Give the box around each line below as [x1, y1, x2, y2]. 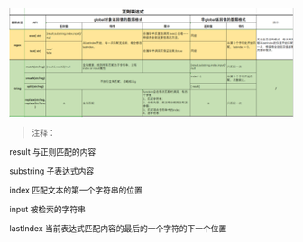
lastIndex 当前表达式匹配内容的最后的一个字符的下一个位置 [9, 222, 227, 233]
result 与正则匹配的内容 [9, 146, 96, 157]
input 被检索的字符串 [9, 203, 87, 214]
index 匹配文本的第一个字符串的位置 [9, 184, 142, 195]
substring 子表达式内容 [9, 166, 95, 176]
